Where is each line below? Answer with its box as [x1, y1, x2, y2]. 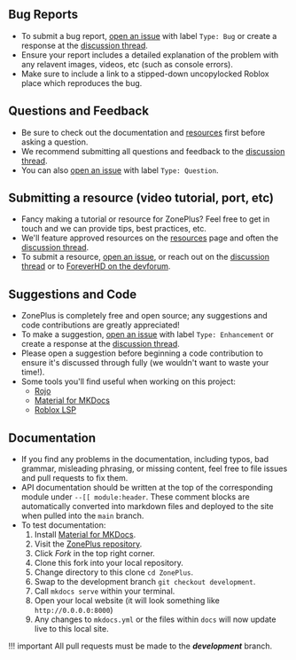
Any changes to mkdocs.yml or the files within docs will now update [34, 614, 277, 625]
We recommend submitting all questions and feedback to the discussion [20, 145, 285, 156]
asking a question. [20, 137, 89, 147]
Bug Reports [8, 7, 79, 22]
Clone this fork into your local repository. [34, 558, 183, 569]
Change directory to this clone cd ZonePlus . [34, 567, 194, 577]
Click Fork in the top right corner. [34, 548, 156, 559]
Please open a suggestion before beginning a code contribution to [20, 348, 263, 358]
